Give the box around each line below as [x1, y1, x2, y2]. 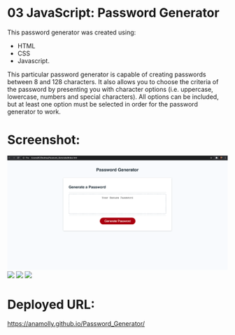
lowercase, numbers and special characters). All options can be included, [7, 93, 219, 101]
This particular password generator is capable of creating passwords [7, 70, 206, 78]
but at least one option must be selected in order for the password [7, 100, 198, 108]
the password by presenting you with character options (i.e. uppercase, [7, 85, 213, 93]
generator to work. [7, 107, 61, 116]
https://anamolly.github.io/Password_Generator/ [7, 320, 145, 328]
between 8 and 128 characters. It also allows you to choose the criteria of [7, 77, 219, 86]
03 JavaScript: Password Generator [7, 5, 220, 21]
